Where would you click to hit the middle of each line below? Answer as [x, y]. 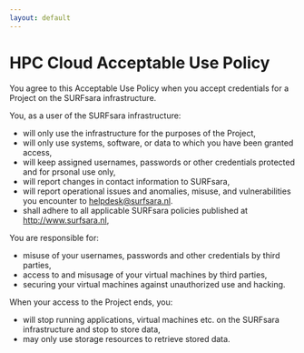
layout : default [40, 18]
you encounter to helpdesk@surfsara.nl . [98, 200]
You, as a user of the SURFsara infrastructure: [95, 116]
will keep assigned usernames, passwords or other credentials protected [159, 162]
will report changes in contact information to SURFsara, [126, 181]
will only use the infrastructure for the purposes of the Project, [139, 133]
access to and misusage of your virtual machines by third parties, [145, 275]
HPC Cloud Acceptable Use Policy [140, 62]
